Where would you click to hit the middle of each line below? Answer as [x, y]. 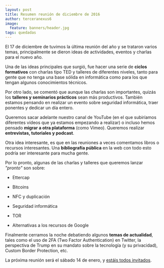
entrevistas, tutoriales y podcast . [40, 133]
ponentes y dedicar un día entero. [39, 108]
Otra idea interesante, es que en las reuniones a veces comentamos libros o [82, 143]
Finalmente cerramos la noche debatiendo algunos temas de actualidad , [79, 235]
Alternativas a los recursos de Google [50, 225]
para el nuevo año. [24, 57]
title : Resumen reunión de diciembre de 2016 [52, 14]
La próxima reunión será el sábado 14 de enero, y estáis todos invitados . [78, 260]
